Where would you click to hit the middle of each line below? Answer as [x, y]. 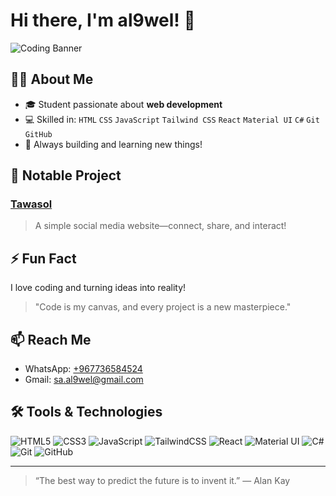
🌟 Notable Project [66, 175]
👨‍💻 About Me [52, 79]
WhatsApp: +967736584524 [83, 369]
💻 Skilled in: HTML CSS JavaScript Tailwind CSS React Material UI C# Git [172, 119]
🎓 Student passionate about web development [123, 104]
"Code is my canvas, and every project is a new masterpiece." [163, 307]
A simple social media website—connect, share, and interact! [160, 226]
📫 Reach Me [51, 339]
